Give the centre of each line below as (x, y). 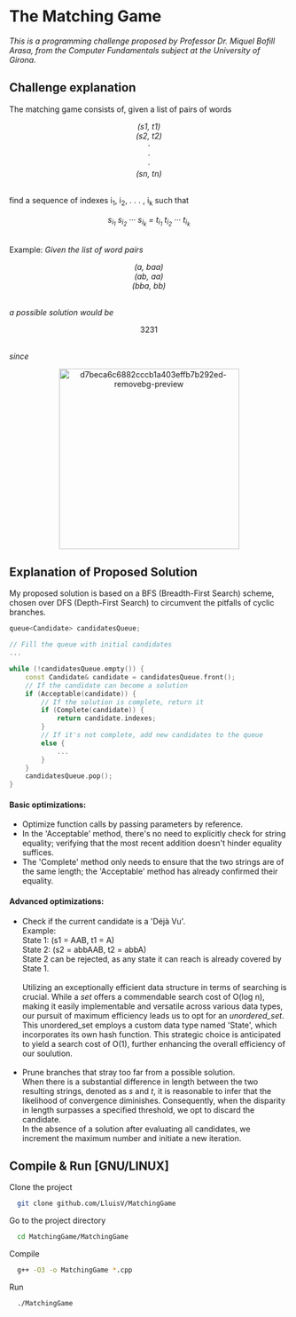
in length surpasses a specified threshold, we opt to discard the (138, 1110)
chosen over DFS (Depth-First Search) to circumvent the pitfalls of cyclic (142, 603)
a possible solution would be (62, 312)
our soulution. (47, 1053)
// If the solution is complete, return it (122, 702)
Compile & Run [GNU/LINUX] (90, 1166)
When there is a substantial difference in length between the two (140, 1082)
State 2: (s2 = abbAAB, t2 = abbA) (84, 949)
